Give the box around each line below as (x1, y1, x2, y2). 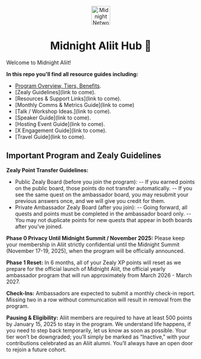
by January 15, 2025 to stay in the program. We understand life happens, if (6, 320, 191, 327)
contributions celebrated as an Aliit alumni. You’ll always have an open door (6, 339, 193, 346)
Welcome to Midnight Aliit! (6, 59, 71, 66)
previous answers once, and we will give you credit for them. (14, 197, 166, 204)
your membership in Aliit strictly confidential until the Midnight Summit (6, 241, 180, 248)
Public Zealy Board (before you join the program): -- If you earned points (14, 178, 195, 186)
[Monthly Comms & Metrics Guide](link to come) (14, 101, 135, 108)
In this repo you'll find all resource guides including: (6, 70, 139, 77)
